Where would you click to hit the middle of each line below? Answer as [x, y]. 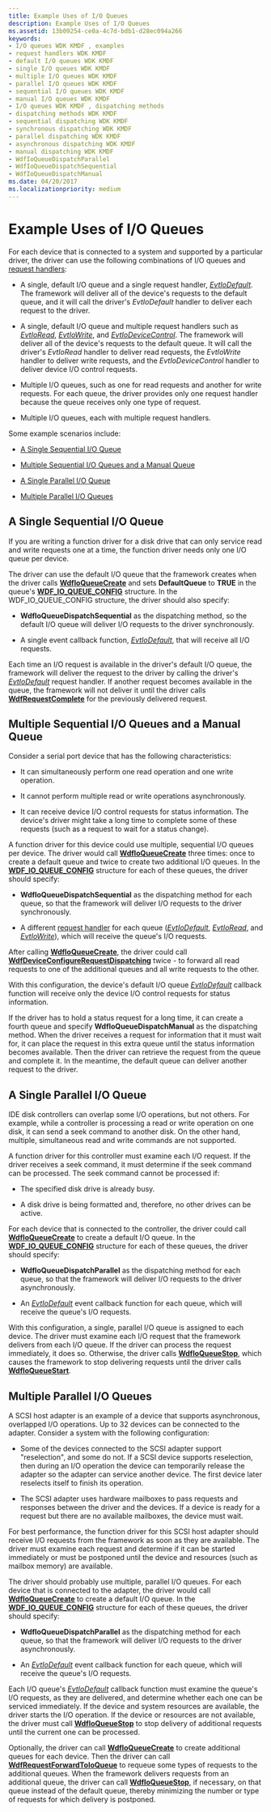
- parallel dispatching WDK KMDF [65, 136]
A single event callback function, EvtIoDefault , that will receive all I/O [135, 640]
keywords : [25, 38]
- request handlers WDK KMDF [57, 53]
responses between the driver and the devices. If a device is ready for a [140, 1507]
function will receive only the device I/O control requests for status [119, 994]
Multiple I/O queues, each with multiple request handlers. [116, 417]
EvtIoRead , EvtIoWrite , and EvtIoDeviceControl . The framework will [131, 335]
